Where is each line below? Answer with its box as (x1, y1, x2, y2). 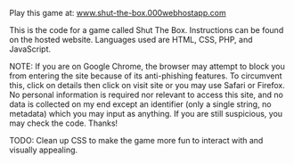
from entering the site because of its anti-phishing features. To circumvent (9, 70, 282, 81)
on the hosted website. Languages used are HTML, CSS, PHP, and (9, 35, 253, 45)
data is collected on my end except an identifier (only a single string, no (9, 99, 272, 110)
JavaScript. (9, 44, 52, 54)
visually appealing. (9, 144, 78, 155)
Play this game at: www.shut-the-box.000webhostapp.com (9, 8, 226, 18)
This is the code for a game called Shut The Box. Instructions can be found (9, 25, 284, 35)
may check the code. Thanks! (9, 118, 118, 128)
